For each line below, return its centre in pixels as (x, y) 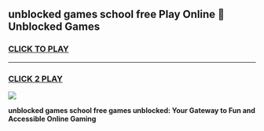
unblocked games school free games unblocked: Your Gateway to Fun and (132, 110)
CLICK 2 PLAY (35, 78)
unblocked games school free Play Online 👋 (117, 15)
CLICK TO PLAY (38, 49)
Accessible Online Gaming (52, 118)
